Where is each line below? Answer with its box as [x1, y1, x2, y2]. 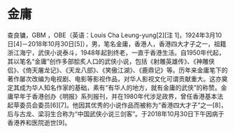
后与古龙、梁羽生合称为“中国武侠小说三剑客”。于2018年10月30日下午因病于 [7, 109, 225, 118]
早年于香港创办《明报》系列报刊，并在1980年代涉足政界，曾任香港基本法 [13, 92, 224, 100]
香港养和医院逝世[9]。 [7, 118, 71, 127]
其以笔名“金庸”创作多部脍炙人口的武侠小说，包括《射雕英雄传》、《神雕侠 [7, 57, 215, 65]
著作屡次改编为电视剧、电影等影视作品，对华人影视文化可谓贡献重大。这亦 [7, 74, 222, 83]
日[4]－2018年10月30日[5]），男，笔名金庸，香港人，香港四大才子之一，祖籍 [7, 39, 227, 48]
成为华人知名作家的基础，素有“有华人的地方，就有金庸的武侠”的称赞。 [19, 83, 222, 92]
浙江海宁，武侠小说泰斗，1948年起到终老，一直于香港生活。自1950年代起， [7, 48, 225, 57]
